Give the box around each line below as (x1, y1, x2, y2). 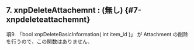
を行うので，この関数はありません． (6, 38, 93, 45)
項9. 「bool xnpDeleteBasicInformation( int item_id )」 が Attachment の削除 (6, 30, 189, 37)
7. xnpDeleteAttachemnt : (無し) (6, 5, 123, 16)
